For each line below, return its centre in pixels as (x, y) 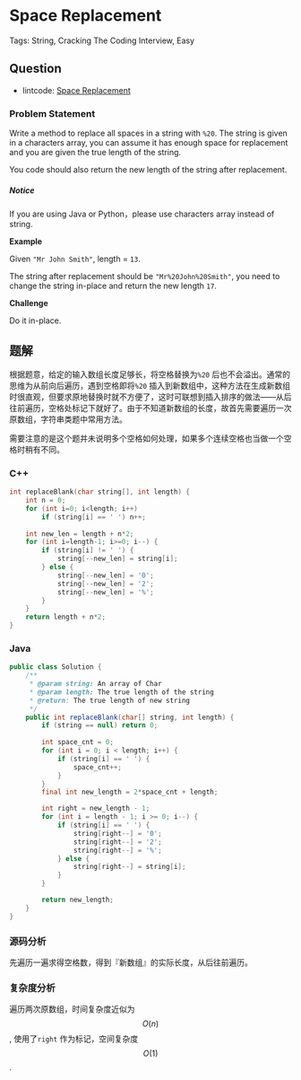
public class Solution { (56, 667)
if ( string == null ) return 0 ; (100, 725)
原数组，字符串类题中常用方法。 (68, 419)
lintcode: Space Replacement (77, 90)
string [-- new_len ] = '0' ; (105, 575)
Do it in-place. (35, 320)
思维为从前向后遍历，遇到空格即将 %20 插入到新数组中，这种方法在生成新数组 (150, 385)
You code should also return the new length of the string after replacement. (148, 170)
